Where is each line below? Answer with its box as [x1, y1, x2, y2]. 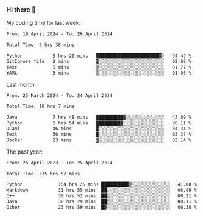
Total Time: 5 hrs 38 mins [6, 42, 75, 48]
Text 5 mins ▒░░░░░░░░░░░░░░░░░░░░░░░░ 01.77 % [6, 64, 191, 70]
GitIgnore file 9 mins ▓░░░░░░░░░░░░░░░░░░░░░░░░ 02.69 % [6, 58, 191, 64]
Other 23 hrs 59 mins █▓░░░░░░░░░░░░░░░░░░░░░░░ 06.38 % [6, 204, 198, 210]
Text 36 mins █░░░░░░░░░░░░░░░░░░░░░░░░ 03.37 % [6, 131, 191, 137]
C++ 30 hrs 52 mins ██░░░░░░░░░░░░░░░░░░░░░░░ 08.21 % [6, 193, 198, 199]
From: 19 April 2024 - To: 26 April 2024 [6, 31, 113, 37]
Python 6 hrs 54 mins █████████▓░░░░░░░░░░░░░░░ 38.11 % [6, 120, 191, 126]
